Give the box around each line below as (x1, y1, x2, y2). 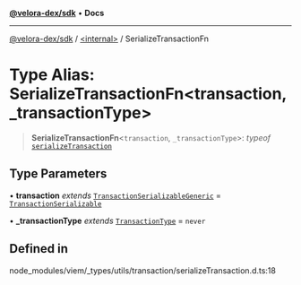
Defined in (9, 241, 69, 256)
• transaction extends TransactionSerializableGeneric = (9, 190, 221, 201)
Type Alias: (9, 65, 96, 85)
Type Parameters (9, 166, 107, 182)
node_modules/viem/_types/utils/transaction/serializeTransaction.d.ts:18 (9, 264, 276, 276)
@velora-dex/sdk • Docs (9, 8, 105, 18)
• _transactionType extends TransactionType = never (9, 215, 206, 226)
